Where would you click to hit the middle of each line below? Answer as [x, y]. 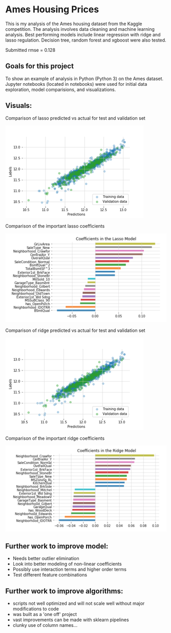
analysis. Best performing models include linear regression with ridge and [83, 34]
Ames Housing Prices [52, 10]
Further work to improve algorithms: [64, 591]
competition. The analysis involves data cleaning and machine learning [80, 29]
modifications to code [36, 609]
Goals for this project [40, 66]
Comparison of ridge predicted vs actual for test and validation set [75, 330]
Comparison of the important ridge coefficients [55, 438]
